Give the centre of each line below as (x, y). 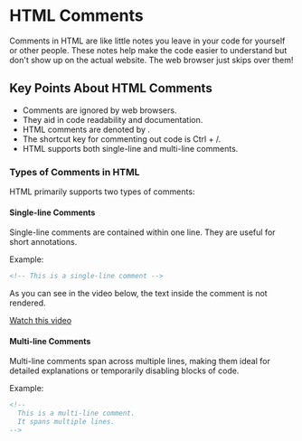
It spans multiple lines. (66, 422)
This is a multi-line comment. (76, 413)
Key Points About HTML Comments (111, 88)
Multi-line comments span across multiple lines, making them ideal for (140, 361)
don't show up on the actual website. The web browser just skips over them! (151, 60)
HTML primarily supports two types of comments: (102, 192)
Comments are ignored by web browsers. (99, 110)
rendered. (28, 303)
